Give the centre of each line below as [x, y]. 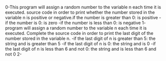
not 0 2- [13, 54]
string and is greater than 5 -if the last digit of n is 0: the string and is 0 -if [81, 44]
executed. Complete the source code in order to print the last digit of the [79, 33]
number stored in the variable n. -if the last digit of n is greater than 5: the [80, 38]
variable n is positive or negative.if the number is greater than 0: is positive [82, 17]
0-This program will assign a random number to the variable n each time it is [83, 7]
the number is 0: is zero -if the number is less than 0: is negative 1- [78, 23]
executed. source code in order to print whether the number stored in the [80, 12]
